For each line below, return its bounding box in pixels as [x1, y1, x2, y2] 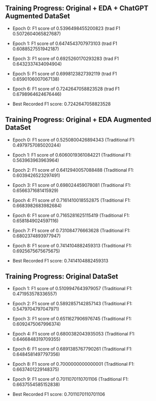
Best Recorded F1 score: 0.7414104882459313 [12, 257, 109, 263]
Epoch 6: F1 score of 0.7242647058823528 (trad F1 [12, 86, 120, 92]
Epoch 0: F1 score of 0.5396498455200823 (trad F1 [12, 25, 120, 31]
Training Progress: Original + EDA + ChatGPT [5, 4, 149, 13]
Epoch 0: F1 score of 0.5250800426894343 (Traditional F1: [12, 137, 135, 143]
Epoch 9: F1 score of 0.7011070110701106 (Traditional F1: [12, 376, 129, 382]
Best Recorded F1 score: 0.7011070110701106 [12, 391, 105, 397]
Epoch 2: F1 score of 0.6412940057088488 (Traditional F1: [12, 167, 134, 173]
